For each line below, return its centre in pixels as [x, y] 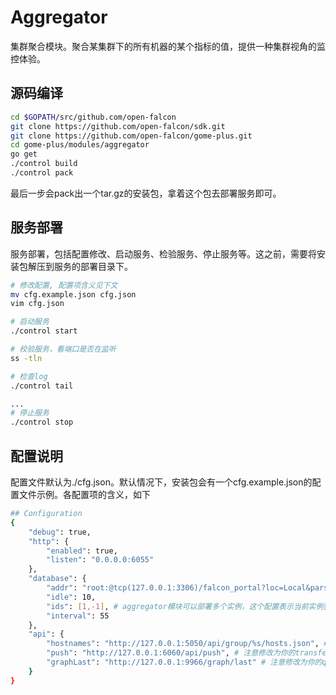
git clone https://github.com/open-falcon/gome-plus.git [131, 136]
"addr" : [62, 588]
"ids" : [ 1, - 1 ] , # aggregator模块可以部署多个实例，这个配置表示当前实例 [185, 606]
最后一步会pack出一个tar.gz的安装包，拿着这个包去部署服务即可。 [146, 193]
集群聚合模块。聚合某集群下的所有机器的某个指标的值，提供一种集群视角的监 [168, 46]
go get [24, 154]
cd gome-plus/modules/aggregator [80, 145]
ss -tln [26, 358]
